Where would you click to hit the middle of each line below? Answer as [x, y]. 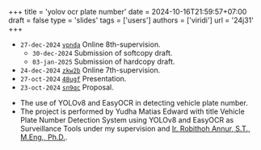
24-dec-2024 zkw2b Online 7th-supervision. [90, 70]
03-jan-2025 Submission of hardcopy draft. [103, 61]
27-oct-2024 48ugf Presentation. [73, 79]
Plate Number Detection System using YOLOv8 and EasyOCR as [127, 120]
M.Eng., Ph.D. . [44, 137]
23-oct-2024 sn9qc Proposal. [67, 87]
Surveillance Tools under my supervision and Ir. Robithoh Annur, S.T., [135, 129]
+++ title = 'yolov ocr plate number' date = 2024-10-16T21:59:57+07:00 [128, 12]
